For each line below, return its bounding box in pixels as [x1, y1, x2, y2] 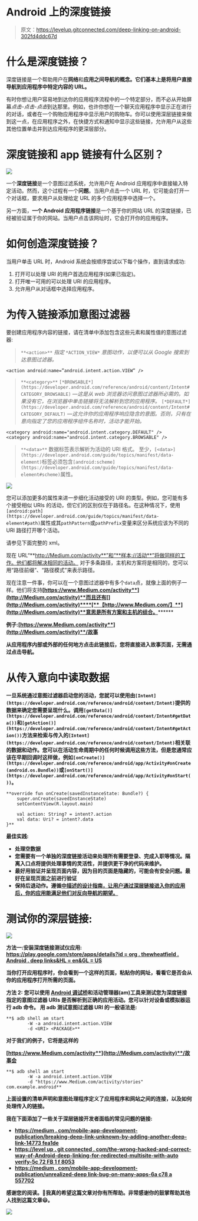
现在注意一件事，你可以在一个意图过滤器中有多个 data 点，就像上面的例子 [6, 579, 182, 586]
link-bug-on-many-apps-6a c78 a [87, 1170, 173, 1177]
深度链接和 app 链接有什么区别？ [6, 148, 164, 162]
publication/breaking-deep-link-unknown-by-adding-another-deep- [14, 1133, 187, 1140]
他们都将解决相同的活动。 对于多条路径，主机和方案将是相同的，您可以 [16, 559, 189, 566]
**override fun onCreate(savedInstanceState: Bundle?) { [6, 790, 149, 796]
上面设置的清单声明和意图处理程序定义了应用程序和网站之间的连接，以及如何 [6, 1095, 192, 1102]
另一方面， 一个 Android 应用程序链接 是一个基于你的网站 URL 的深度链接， [6, 207, 187, 214]
